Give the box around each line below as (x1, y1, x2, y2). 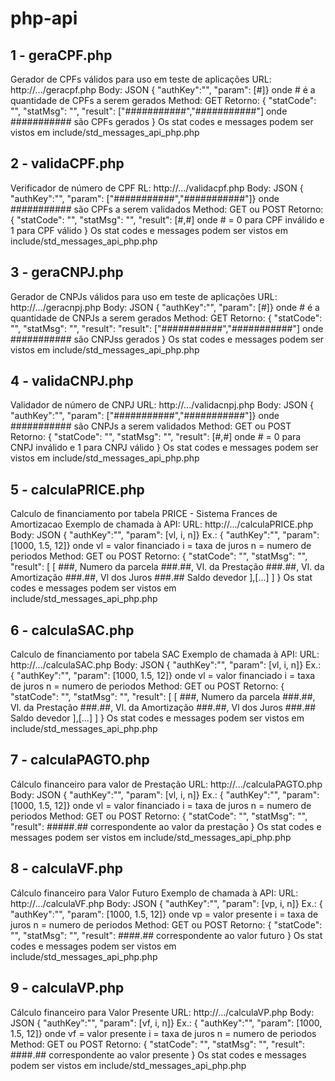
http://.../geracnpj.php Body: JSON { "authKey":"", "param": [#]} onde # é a (10, 301, 320, 313)
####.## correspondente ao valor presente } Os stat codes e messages (10, 1048, 307, 1061)
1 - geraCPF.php (10, 47, 113, 64)
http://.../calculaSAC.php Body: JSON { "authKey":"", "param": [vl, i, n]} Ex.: (10, 659, 322, 671)
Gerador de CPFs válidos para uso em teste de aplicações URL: (10, 73, 272, 85)
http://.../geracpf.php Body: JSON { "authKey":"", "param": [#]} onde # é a (10, 84, 316, 96)
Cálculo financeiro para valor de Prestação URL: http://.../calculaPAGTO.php (10, 778, 323, 790)
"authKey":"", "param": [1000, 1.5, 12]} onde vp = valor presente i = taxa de (10, 908, 319, 920)
